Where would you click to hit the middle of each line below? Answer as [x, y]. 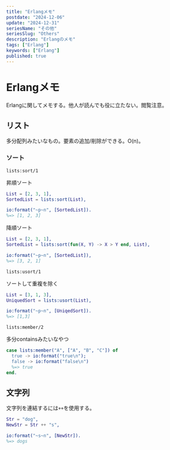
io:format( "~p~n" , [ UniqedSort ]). [49, 311]
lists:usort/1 [24, 272]
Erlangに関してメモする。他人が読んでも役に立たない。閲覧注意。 [87, 105]
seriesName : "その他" [32, 28]
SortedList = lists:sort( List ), [46, 199]
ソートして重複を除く [32, 283]
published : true [26, 56]
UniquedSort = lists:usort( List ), [49, 300]
